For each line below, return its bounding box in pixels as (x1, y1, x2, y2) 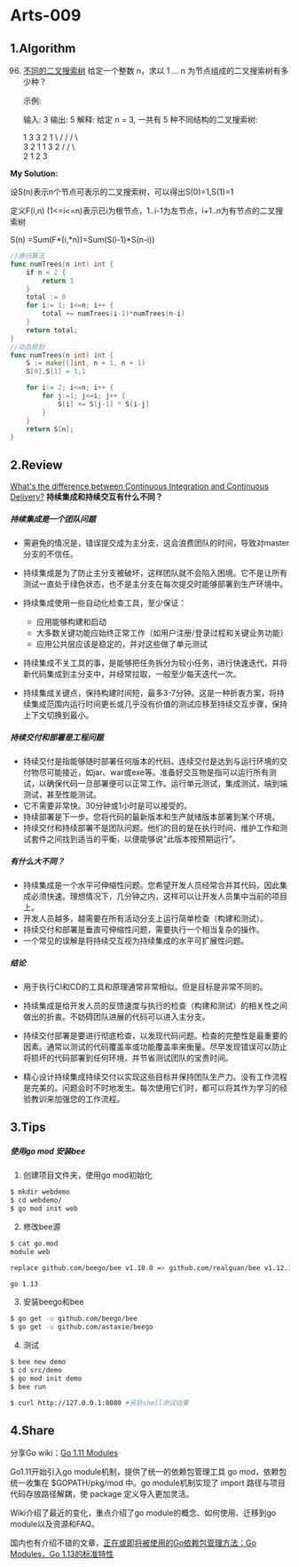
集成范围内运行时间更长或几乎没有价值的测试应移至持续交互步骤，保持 (30, 699, 287, 709)
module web (10, 1247, 51, 1256)
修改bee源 (22, 1221, 61, 1232)
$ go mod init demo (10, 1374, 83, 1383)
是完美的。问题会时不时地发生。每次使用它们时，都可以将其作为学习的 (22, 1082, 280, 1093)
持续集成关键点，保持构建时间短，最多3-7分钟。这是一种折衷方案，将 (22, 688, 278, 699)
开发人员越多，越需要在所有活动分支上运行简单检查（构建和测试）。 (22, 913, 269, 923)
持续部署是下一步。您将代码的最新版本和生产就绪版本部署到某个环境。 (22, 811, 280, 822)
